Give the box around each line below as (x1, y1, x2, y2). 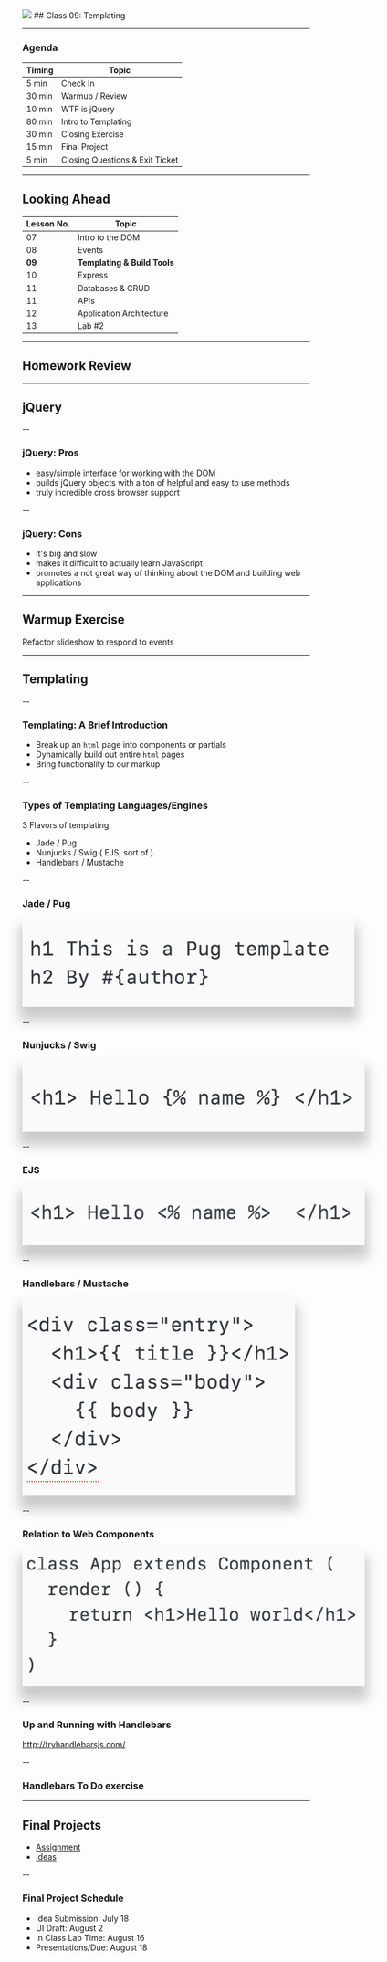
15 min (26, 142, 53, 152)
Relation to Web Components (22, 1528, 155, 1541)
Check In (61, 78, 95, 89)
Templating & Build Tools (78, 257, 174, 268)
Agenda (22, 41, 58, 54)
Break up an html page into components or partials (35, 740, 227, 750)
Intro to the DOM (78, 232, 141, 243)
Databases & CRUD (78, 282, 151, 293)
